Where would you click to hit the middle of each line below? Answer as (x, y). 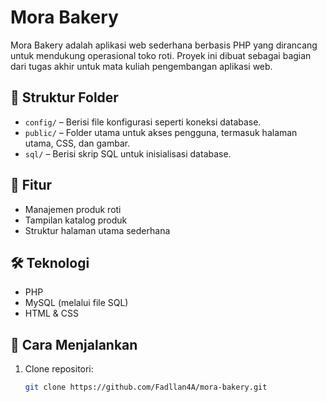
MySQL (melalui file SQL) (76, 303)
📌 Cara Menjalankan (74, 344)
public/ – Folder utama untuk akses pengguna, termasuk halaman (161, 132)
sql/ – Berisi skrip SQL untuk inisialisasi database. (128, 153)
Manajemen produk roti (73, 209)
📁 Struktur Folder (64, 97)
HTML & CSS (51, 313)
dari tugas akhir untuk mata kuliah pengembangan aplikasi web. (141, 66)
